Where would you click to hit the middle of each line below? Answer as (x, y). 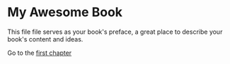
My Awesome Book (65, 12)
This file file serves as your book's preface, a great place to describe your (115, 32)
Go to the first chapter (40, 53)
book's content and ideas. (45, 39)
